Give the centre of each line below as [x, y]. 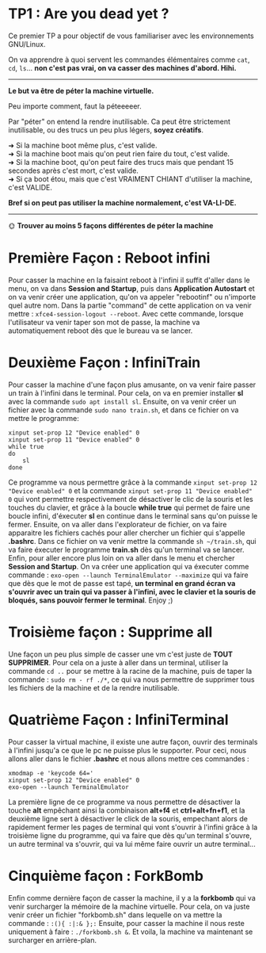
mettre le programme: [44, 418]
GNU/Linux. [27, 44]
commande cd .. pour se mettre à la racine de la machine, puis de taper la [130, 671]
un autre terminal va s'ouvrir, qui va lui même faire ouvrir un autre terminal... [132, 844]
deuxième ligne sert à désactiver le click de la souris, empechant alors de [128, 818]
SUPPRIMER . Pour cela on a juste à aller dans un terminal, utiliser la [118, 662]
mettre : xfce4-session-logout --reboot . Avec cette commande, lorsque [126, 313]
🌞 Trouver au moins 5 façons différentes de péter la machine [111, 225]
